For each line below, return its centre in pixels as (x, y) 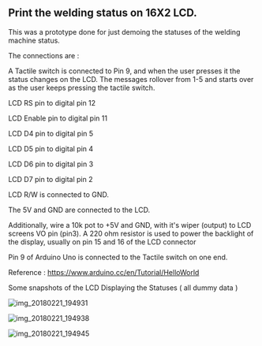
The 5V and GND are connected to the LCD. (79, 210)
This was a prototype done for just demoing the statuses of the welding (124, 32)
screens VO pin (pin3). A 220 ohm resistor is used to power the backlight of (131, 233)
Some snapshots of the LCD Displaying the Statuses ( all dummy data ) (123, 288)
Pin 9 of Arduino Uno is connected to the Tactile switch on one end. (118, 257)
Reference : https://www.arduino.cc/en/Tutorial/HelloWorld (104, 272)
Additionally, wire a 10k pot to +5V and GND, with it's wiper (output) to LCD (130, 225)
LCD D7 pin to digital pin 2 (51, 179)
